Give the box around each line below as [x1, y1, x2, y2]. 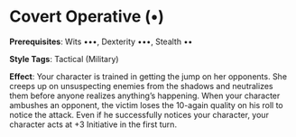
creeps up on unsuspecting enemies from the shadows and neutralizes [9, 80, 273, 91]
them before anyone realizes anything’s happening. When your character [9, 90, 281, 101]
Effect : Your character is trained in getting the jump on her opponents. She [9, 70, 287, 82]
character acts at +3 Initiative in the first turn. [9, 119, 178, 130]
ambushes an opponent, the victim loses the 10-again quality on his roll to [9, 99, 284, 110]
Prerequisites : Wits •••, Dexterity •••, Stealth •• [9, 36, 193, 47]
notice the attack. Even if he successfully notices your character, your [9, 109, 269, 120]
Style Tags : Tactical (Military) [9, 53, 119, 64]
